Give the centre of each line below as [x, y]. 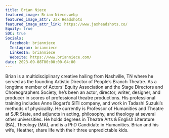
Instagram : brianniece [34, 48]
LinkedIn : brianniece [33, 52]
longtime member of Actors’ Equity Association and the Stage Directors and [84, 87]
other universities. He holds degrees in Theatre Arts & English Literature [80, 119]
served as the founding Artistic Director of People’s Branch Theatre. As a [81, 82]
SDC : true [16, 33]
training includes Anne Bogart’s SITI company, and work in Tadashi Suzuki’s [84, 103]
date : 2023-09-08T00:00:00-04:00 [40, 62]
